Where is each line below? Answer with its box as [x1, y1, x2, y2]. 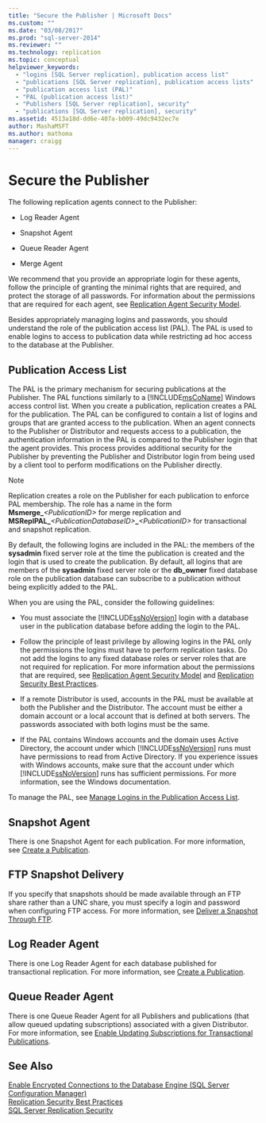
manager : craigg [8, 137, 62, 145]
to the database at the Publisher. [8, 340, 114, 350]
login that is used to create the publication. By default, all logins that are [8, 557, 243, 567]
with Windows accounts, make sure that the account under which [19, 760, 234, 770]
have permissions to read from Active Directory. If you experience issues [19, 752, 258, 762]
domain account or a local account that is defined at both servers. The [19, 711, 250, 721]
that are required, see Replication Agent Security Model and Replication [19, 671, 254, 680]
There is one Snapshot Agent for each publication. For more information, [8, 836, 246, 846]
